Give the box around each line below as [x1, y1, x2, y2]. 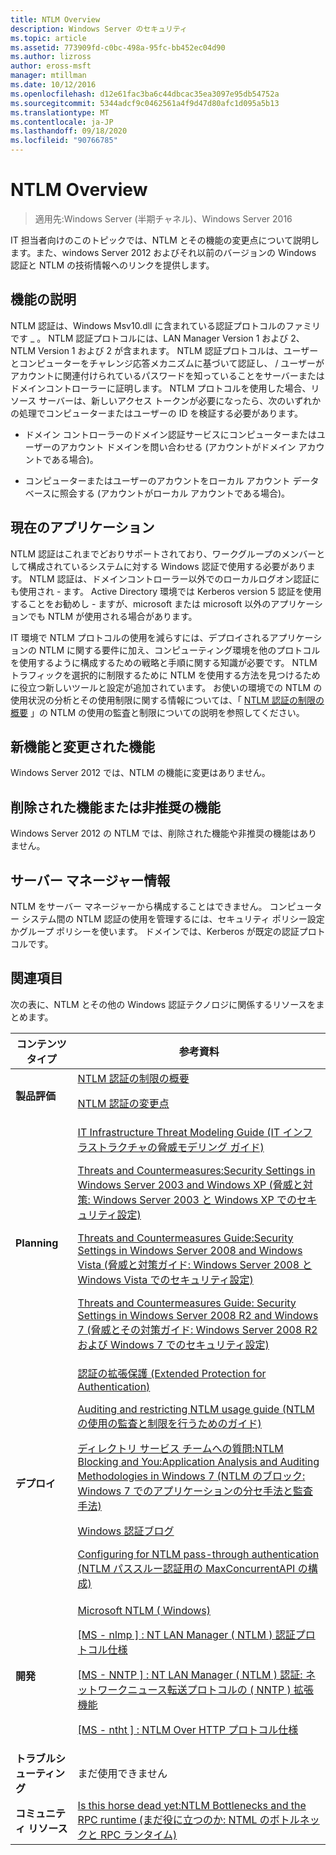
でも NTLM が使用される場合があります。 [27, 610, 198, 622]
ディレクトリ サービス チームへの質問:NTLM [77, 1441, 284, 1455]
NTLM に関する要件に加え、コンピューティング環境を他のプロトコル [38, 644, 321, 656]
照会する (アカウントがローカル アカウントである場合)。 [59, 487, 291, 499]
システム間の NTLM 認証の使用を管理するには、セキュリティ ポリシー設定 [21, 913, 325, 925]
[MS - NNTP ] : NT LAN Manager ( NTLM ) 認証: [77, 1667, 303, 1681]
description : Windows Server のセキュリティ [10, 24, 188, 34]
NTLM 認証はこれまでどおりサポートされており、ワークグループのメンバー [10, 547, 317, 560]
